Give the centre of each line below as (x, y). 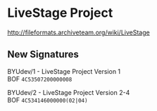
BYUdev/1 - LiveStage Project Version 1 (64, 71)
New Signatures (43, 54)
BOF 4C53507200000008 (40, 79)
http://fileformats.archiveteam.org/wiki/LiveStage (78, 32)
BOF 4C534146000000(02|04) (48, 100)
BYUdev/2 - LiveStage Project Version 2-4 (69, 92)
